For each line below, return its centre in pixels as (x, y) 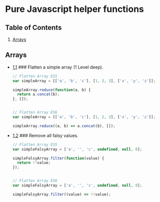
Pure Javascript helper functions (75, 9)
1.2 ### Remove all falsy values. (45, 135)
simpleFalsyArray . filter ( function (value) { (58, 158)
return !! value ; (34, 163)
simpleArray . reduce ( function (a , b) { (52, 90)
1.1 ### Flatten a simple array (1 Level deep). (58, 67)
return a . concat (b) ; (38, 95)
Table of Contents (34, 28)
